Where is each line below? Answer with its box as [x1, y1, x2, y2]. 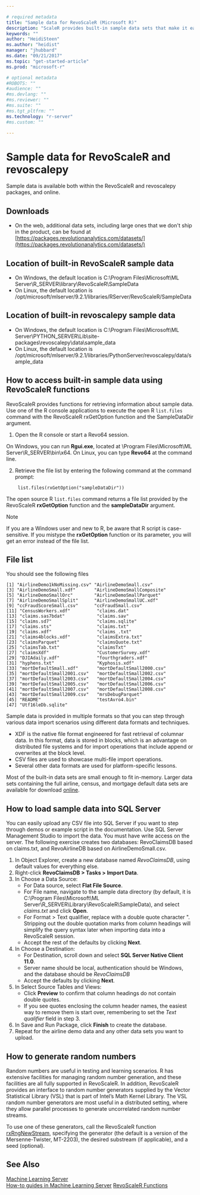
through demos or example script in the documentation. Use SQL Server [6, 826, 183, 833]
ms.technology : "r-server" [6, 113, 73, 119]
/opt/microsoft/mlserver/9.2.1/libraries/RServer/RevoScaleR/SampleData [14, 293, 192, 300]
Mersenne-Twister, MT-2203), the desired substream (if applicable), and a [6, 1136, 189, 1143]
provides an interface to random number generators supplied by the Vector [6, 1086, 190, 1093]
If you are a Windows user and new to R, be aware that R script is [6, 525, 167, 532]
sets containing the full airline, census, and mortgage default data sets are [6, 780, 189, 787]
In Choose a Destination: [14, 945, 76, 953]
